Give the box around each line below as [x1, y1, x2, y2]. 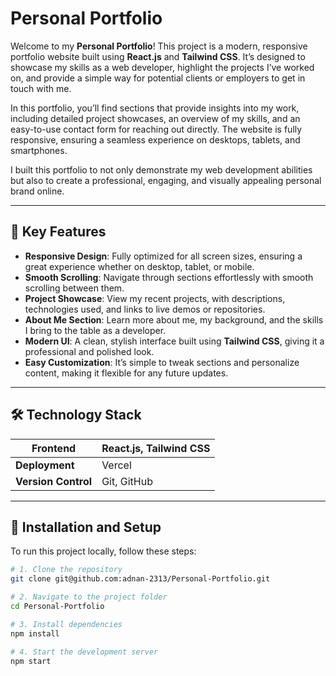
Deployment [15, 458, 75, 472]
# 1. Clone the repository [10, 565, 123, 575]
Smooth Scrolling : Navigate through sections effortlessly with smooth [24, 271, 314, 283]
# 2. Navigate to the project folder [10, 592, 168, 602]
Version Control [15, 474, 93, 488]
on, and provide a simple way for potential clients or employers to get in [10, 72, 306, 84]
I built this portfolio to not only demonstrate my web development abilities [10, 163, 313, 176]
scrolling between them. [24, 282, 125, 294]
